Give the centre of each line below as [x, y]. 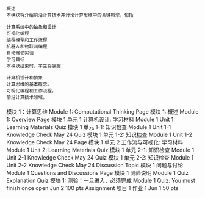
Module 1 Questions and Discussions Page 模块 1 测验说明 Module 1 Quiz [98, 172]
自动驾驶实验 [20, 53]
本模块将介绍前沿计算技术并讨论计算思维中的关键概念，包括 [70, 15]
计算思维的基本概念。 [29, 84]
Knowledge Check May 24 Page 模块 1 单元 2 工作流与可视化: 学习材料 [95, 142]
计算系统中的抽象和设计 [31, 27]
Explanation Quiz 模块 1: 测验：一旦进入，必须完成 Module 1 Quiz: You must [101, 180]
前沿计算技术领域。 [27, 97]
